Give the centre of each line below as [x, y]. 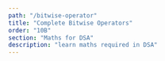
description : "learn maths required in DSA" [83, 45]
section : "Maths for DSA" [51, 38]
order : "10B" [30, 30]
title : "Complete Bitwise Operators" [71, 23]
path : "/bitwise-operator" [53, 15]
